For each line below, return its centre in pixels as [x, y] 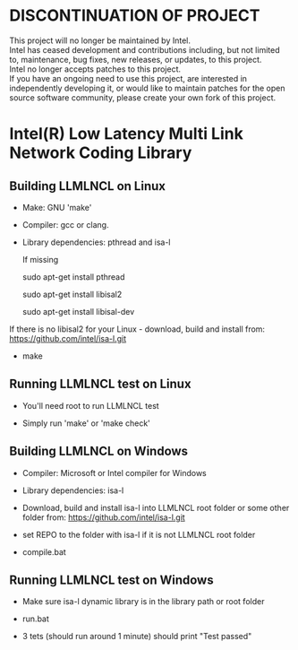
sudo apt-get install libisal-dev [78, 311]
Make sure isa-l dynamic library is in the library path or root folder [143, 602]
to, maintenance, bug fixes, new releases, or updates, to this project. [136, 59]
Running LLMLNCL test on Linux [100, 384]
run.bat [35, 619]
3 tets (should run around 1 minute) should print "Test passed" [137, 637]
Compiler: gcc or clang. [65, 224]
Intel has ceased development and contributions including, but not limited [145, 49]
